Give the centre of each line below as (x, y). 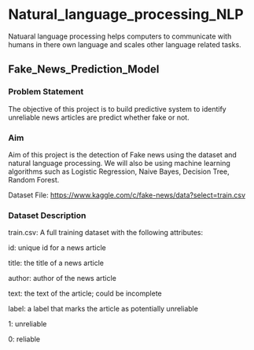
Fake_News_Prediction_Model (84, 70)
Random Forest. (34, 179)
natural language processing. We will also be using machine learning (119, 163)
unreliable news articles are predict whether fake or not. (99, 117)
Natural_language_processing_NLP (126, 15)
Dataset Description (47, 216)
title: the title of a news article (56, 263)
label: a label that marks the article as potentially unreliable (103, 309)
